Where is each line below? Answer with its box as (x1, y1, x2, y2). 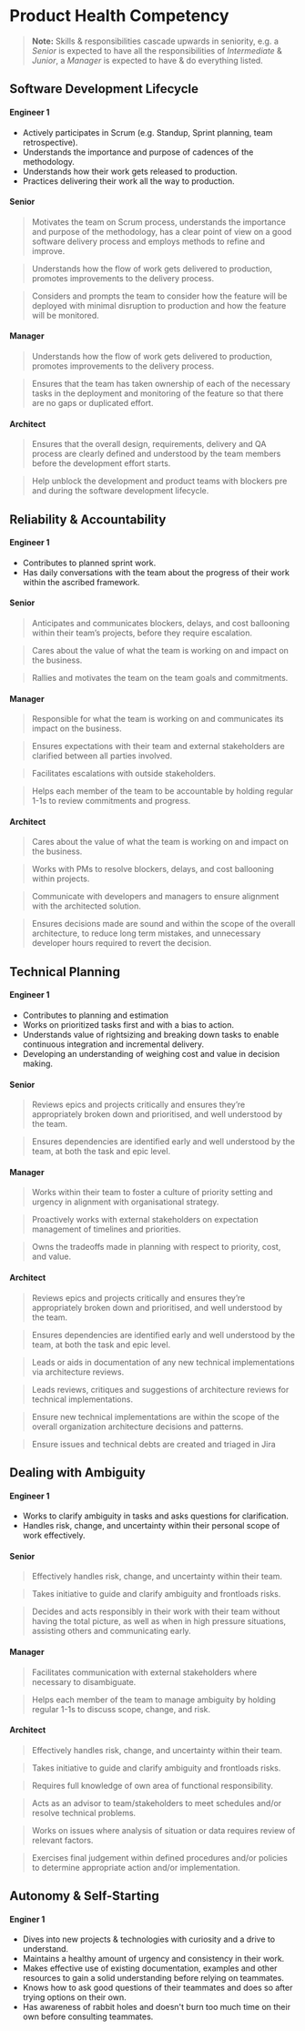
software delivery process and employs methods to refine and (31, 236, 266, 247)
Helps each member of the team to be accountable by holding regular (31, 786, 294, 797)
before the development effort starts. (31, 458, 171, 469)
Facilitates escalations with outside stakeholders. (31, 768, 217, 779)
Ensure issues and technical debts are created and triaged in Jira (31, 1438, 276, 1449)
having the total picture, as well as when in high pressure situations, (31, 1616, 287, 1627)
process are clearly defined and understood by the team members (31, 448, 281, 460)
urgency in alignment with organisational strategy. (31, 1196, 219, 1207)
